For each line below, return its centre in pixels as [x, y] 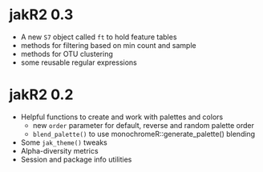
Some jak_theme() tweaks [64, 142]
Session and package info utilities [76, 159]
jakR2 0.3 [41, 15]
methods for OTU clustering [67, 54]
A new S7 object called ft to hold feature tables [99, 37]
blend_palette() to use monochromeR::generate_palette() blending [144, 134]
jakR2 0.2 [41, 95]
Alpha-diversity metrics [59, 150]
